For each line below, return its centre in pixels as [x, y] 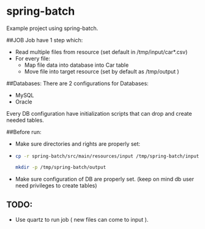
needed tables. [25, 120]
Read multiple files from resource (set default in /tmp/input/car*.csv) [101, 52]
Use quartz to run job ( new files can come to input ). [82, 219]
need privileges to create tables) [56, 186]
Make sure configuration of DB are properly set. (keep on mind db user [105, 179]
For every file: [33, 58]
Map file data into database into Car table [76, 65]
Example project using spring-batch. [52, 28]
